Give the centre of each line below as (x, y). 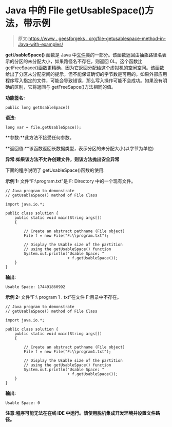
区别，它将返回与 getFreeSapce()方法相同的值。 (65, 87)
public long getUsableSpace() (38, 107)
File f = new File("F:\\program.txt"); (66, 236)
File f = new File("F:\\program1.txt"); (68, 352)
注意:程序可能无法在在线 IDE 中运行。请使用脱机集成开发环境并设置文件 (80, 413)
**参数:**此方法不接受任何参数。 (40, 137)
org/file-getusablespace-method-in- (127, 38)
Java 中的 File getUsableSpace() (75, 11)
